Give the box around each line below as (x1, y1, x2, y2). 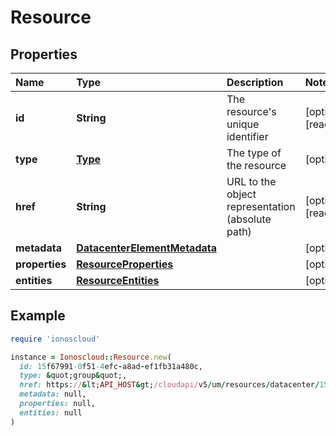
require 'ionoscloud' (10, 334, 101, 344)
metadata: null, (19, 389, 87, 400)
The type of (226, 146, 282, 160)
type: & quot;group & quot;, (19, 371, 128, 381)
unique (226, 117, 260, 131)
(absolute (226, 212, 272, 226)
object (226, 187, 257, 201)
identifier (226, 130, 269, 143)
